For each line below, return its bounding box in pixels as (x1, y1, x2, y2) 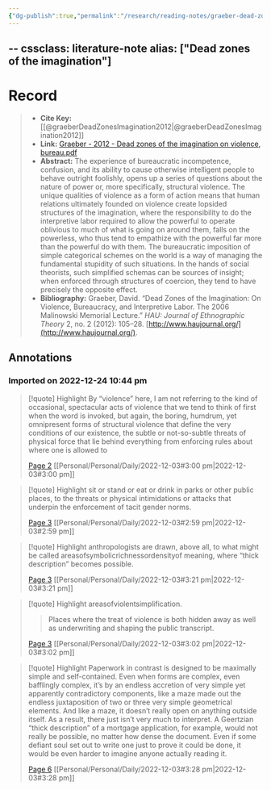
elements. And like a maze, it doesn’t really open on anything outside (27, 705, 257, 715)
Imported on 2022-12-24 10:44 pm (8, 375, 148, 387)
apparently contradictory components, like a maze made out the (27, 688, 242, 698)
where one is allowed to (27, 445, 107, 454)
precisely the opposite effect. (40, 284, 139, 295)
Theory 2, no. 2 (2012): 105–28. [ (40, 319, 149, 328)
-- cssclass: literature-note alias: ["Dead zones (8, 42, 251, 56)
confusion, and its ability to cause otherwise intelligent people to (40, 165, 255, 174)
